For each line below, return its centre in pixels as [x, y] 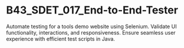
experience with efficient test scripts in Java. [60, 39]
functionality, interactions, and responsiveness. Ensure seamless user [91, 32]
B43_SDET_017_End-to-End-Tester [92, 10]
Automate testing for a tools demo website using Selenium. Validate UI [91, 26]
